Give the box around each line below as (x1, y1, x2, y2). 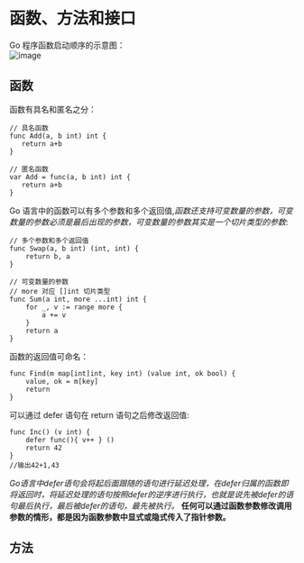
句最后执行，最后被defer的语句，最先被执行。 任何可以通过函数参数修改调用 (9, 500, 292, 511)
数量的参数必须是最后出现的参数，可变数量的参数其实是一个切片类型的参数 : (9, 216, 289, 227)
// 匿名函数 (9, 164, 50, 174)
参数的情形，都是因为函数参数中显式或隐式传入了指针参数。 (9, 511, 231, 522)
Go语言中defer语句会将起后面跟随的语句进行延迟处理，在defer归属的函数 (9, 477, 281, 488)
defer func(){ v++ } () (25, 435, 115, 444)
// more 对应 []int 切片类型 (9, 286, 111, 295)
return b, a (25, 251, 70, 261)
